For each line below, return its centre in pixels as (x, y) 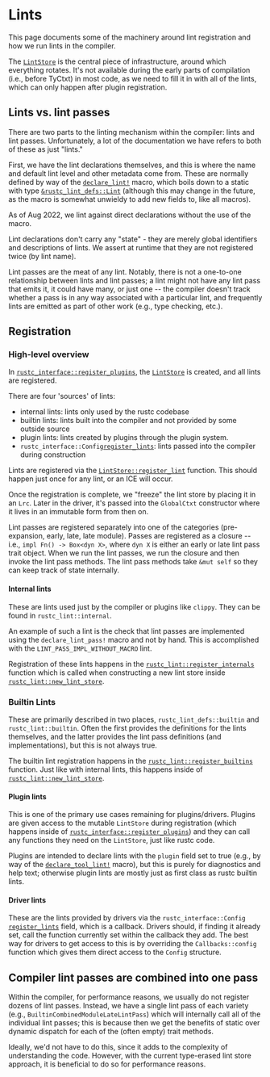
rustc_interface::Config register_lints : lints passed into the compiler (138, 446)
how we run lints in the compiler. (62, 45)
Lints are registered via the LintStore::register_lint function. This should (133, 471)
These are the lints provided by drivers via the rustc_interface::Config (127, 918)
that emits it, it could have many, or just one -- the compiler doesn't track (130, 289)
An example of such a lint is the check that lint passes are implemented (127, 631)
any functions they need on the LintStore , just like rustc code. (112, 840)
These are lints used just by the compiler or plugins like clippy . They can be (134, 606)
